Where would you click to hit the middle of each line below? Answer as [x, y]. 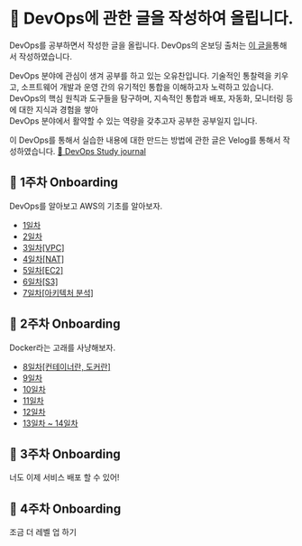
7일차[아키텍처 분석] [58, 292]
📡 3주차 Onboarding [65, 453]
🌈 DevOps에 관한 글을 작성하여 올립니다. [151, 19]
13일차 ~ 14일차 [50, 423]
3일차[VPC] [43, 247]
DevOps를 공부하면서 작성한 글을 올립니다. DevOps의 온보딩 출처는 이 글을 [141, 45]
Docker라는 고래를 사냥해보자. [63, 347]
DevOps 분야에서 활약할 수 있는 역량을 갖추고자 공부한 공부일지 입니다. [133, 120]
